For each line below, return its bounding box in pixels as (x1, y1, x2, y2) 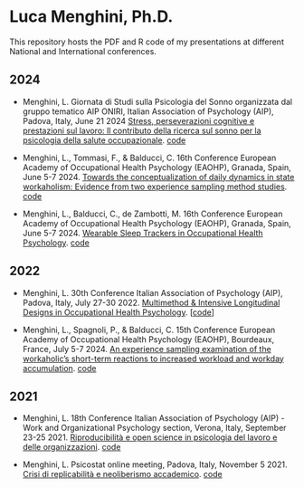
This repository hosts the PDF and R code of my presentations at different (9, 36, 285, 47)
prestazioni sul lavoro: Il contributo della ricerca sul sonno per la (22, 125, 261, 136)
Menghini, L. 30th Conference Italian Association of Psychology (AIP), (22, 287, 283, 298)
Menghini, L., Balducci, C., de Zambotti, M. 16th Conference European (22, 208, 283, 219)
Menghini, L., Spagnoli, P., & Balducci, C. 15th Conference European (22, 324, 276, 335)
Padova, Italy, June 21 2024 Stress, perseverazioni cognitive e (22, 115, 255, 126)
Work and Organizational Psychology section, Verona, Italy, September (22, 423, 287, 434)
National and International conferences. (9, 45, 157, 56)
